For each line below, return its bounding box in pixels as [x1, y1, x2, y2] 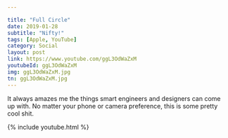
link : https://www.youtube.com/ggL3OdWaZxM [7, 55, 137, 63]
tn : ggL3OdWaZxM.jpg [7, 75, 68, 82]
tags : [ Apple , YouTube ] [7, 36, 77, 43]
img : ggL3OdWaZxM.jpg [7, 68, 71, 76]
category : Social [7, 43, 58, 50]
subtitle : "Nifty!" [7, 29, 65, 36]
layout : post [7, 49, 46, 56]
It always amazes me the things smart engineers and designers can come [7, 94, 221, 102]
